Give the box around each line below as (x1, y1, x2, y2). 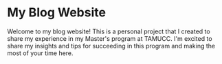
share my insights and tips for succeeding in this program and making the (7, 42, 215, 50)
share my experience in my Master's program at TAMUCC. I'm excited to (7, 34, 212, 42)
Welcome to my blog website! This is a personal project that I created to (7, 27, 211, 35)
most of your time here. (7, 49, 74, 57)
